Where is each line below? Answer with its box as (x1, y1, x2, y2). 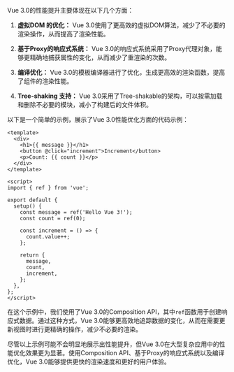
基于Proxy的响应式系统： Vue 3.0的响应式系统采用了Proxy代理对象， (17, 45, 217, 52)
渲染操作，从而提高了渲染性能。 (17, 30, 110, 38)
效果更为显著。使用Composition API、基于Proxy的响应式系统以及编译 (25, 349, 225, 357)
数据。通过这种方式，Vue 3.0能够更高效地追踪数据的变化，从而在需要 (19, 317, 219, 324)
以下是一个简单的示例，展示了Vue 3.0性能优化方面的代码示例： (7, 115, 189, 124)
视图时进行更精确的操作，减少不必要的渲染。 (13, 325, 142, 334)
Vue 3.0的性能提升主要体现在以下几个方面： (7, 6, 134, 14)
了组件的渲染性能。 (17, 77, 73, 85)
